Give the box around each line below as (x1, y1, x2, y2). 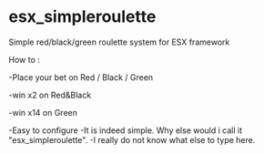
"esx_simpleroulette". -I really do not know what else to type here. (8, 134, 256, 145)
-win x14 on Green (8, 107, 78, 118)
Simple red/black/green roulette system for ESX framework (8, 36, 230, 47)
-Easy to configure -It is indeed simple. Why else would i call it (8, 125, 243, 136)
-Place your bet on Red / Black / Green (8, 71, 154, 83)
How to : (8, 54, 40, 65)
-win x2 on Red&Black (8, 89, 92, 100)
